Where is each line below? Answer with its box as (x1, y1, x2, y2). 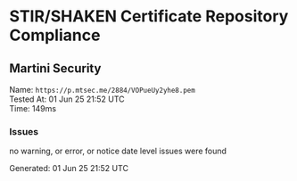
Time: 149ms (9, 103, 56, 113)
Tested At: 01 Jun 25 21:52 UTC (9, 94, 125, 104)
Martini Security (9, 61, 102, 76)
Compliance (9, 25, 101, 45)
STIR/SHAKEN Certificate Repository (9, 6, 289, 27)
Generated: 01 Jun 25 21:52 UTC (9, 163, 129, 174)
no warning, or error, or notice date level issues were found (9, 145, 227, 157)
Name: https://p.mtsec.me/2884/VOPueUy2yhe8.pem (9, 85, 196, 95)
